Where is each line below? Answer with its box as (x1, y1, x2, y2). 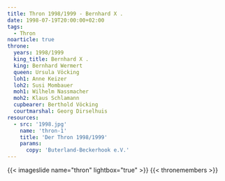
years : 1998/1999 (13, 50, 64, 57)
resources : (7, 114, 39, 121)
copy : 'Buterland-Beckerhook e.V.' (25, 147, 130, 154)
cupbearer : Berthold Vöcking (13, 101, 99, 108)
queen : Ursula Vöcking (13, 68, 80, 75)
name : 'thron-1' (20, 127, 68, 134)
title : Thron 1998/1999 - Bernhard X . (7, 10, 124, 17)
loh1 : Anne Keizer (13, 75, 68, 82)
